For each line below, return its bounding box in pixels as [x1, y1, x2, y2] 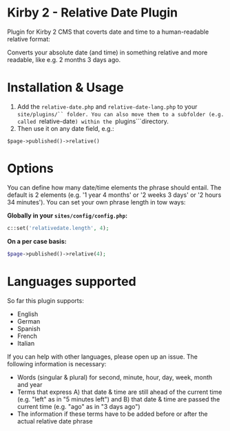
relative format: [7, 34, 50, 43]
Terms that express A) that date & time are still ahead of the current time [17, 388, 222, 396]
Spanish [17, 324, 41, 333]
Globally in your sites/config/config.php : [7, 211, 128, 220]
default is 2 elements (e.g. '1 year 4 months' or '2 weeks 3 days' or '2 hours [7, 191, 222, 199]
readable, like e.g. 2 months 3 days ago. [7, 55, 121, 63]
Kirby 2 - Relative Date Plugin [7, 5, 178, 21]
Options [7, 160, 54, 176]
